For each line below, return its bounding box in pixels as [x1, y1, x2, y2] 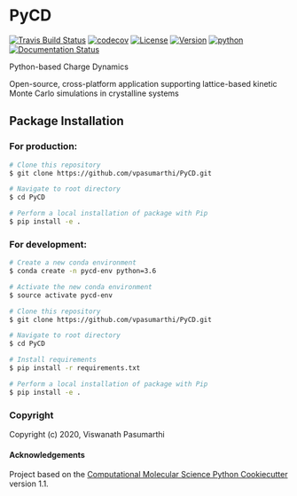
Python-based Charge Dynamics [9, 61, 129, 72]
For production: [9, 140, 78, 153]
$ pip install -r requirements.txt [9, 364, 141, 373]
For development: [9, 238, 87, 250]
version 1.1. [9, 478, 49, 489]
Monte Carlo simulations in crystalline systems [9, 88, 179, 98]
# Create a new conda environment [9, 258, 137, 267]
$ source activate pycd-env [9, 290, 113, 300]
